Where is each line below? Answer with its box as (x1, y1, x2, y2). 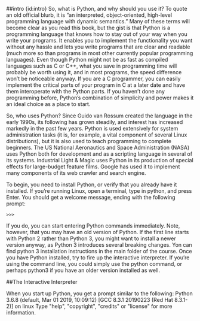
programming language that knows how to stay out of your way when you (6, 31, 188, 38)
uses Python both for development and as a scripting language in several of (6, 150, 193, 158)
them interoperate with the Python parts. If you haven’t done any (6, 88, 165, 95)
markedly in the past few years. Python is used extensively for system (6, 125, 179, 132)
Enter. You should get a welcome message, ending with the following (6, 194, 176, 201)
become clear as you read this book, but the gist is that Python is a (6, 24, 171, 31)
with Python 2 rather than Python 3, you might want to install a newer (6, 235, 176, 242)
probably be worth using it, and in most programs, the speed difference (6, 69, 182, 75)
